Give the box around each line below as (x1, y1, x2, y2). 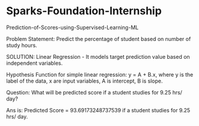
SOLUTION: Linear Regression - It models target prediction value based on (6, 53, 190, 60)
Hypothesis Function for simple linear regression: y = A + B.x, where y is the (6, 71, 194, 78)
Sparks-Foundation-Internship (6, 4, 162, 18)
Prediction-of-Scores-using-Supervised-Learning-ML (6, 24, 139, 31)
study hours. (6, 42, 38, 49)
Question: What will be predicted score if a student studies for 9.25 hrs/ (6, 89, 182, 96)
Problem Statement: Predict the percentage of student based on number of (6, 35, 191, 42)
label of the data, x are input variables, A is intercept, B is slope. (6, 77, 163, 84)
